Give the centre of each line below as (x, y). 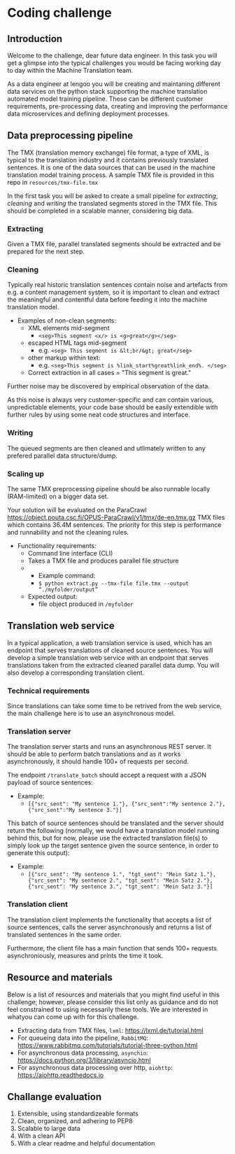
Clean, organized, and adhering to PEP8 (75, 1121)
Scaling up (26, 474)
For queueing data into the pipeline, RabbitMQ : (83, 1038)
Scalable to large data (49, 1129)
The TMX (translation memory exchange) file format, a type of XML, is (108, 153)
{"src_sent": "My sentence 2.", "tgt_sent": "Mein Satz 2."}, (120, 881)
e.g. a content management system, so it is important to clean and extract (114, 293)
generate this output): (38, 853)
